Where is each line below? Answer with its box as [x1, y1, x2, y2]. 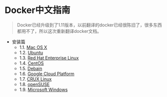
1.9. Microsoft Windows [19, 87, 68, 93]
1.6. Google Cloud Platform [19, 71, 74, 77]
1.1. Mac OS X [19, 44, 47, 50]
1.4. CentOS [19, 60, 44, 66]
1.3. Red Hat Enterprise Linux [19, 55, 79, 61]
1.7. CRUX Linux [19, 76, 52, 82]
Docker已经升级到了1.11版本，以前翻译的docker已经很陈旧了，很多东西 [16, 22, 162, 28]
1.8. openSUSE [19, 81, 50, 87]
